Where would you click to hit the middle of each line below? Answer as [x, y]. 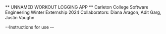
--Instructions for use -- [30, 27]
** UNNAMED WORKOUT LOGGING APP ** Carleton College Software [77, 7]
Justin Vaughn [20, 17]
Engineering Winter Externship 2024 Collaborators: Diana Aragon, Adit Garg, [83, 12]
